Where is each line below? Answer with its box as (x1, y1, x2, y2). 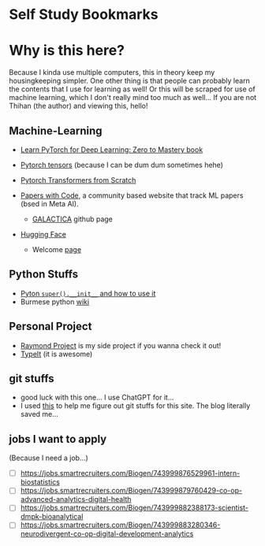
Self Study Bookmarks (9, 6, 159, 24)
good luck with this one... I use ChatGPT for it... (20, 392, 174, 403)
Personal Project (9, 320, 92, 333)
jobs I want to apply (9, 432, 107, 446)
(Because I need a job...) (9, 453, 89, 462)
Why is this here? (9, 42, 125, 60)
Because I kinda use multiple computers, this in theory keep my (9, 68, 215, 77)
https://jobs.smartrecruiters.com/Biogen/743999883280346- (20, 520, 221, 529)
